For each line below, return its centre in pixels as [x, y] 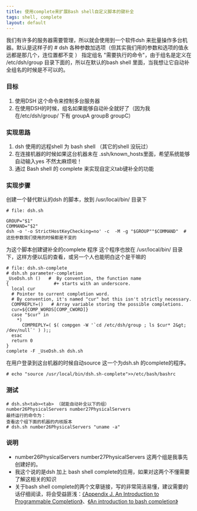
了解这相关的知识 [35, 479]
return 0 [22, 341]
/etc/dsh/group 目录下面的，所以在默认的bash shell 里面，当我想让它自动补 [98, 62]
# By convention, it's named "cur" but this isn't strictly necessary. [102, 299]
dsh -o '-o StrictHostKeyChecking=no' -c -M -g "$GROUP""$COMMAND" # [96, 232]
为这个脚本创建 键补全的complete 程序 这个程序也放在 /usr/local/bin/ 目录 [95, 250]
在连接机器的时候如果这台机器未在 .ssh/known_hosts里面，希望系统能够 [102, 154]
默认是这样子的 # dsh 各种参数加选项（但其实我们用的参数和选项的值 [100, 47]
